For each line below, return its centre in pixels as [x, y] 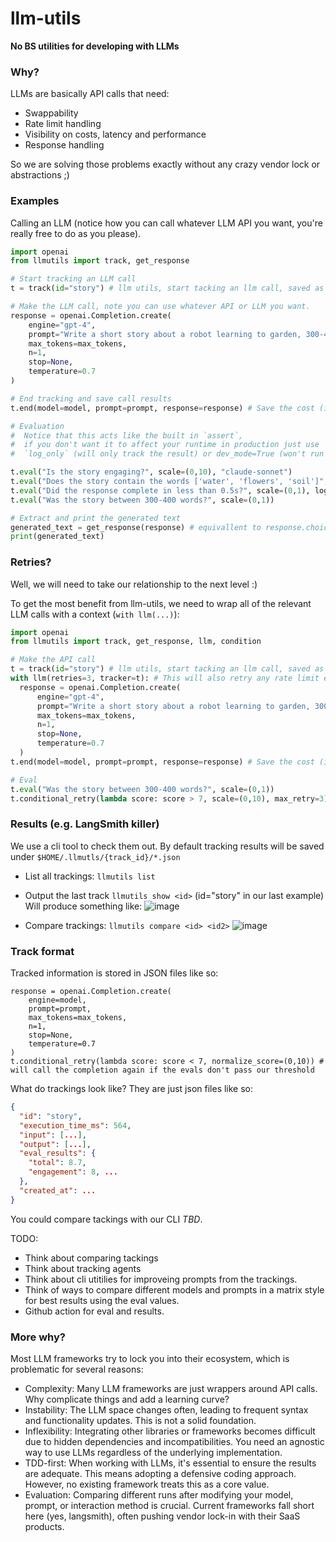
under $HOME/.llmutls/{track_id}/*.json [95, 856]
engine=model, [57, 1000]
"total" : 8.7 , [57, 1163]
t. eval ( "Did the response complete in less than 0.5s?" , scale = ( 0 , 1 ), [160, 490]
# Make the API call [53, 660]
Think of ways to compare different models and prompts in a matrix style [174, 1289]
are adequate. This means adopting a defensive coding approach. [160, 1473]
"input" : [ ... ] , [53, 1135]
